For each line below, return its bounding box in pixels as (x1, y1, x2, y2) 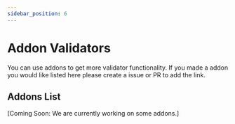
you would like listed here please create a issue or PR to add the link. (7, 70, 206, 79)
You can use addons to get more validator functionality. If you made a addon (7, 63, 229, 72)
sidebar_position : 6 (7, 10, 68, 17)
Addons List (7, 91, 61, 102)
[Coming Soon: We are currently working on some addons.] (7, 109, 180, 118)
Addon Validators (7, 40, 111, 56)
